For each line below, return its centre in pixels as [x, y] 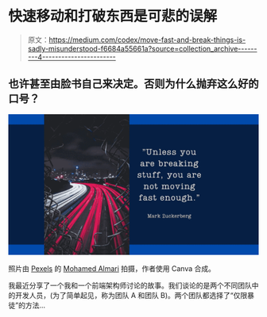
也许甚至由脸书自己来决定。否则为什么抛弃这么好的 [133, 84]
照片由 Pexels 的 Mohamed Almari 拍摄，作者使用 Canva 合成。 [112, 268]
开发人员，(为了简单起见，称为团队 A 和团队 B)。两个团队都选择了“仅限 [131, 295]
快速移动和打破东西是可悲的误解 [113, 16]
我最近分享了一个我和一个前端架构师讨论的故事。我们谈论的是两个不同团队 [130, 285]
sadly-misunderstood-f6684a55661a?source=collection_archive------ [142, 48]
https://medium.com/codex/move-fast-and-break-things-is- [147, 40]
